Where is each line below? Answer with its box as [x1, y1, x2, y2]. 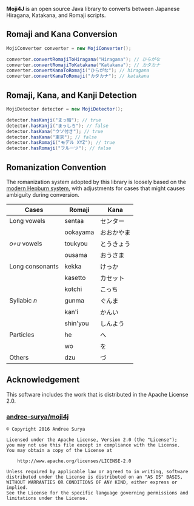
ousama [64, 250, 88, 259]
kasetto [64, 273, 86, 282]
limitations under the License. [6, 495, 88, 502]
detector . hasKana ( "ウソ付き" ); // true [6, 128, 104, 134]
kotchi [64, 285, 82, 293]
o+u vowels [9, 239, 42, 248]
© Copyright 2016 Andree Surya [6, 426, 85, 432]
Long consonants [9, 262, 59, 270]
